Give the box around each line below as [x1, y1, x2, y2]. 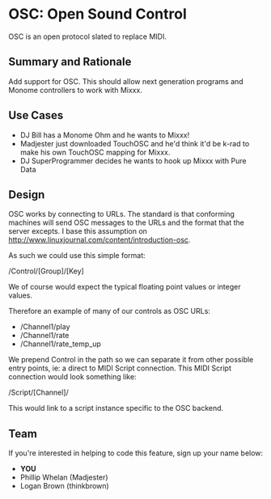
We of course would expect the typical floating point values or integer [8, 282, 241, 292]
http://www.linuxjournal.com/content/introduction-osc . [8, 235, 191, 245]
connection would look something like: [8, 372, 137, 382]
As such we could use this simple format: [8, 251, 146, 260]
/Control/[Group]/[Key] [8, 266, 85, 276]
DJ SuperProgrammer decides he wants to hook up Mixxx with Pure [19, 155, 247, 166]
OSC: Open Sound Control [8, 5, 188, 23]
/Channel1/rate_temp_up [19, 339, 101, 349]
